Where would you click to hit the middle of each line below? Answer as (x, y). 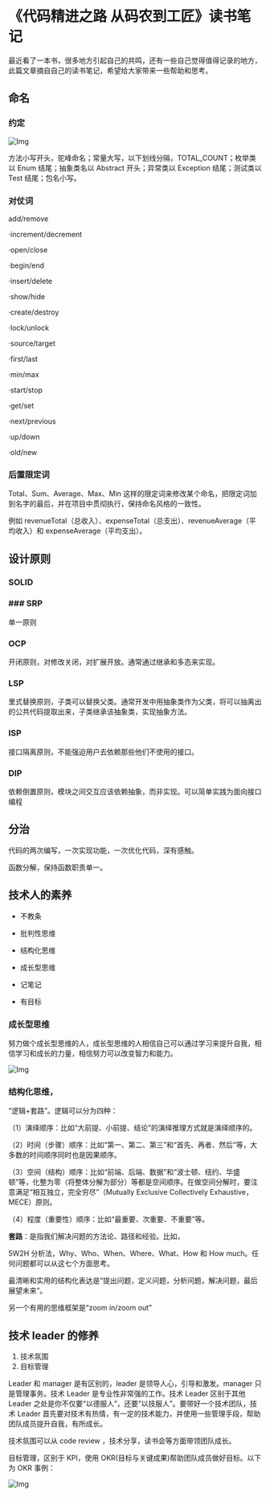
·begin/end (27, 265)
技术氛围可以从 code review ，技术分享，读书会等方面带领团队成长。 (122, 1441)
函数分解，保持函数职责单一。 (57, 867)
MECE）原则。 (33, 1202)
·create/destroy (34, 312)
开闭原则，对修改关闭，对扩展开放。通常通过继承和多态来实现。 (114, 662)
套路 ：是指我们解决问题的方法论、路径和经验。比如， (96, 1237)
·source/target (32, 343)
